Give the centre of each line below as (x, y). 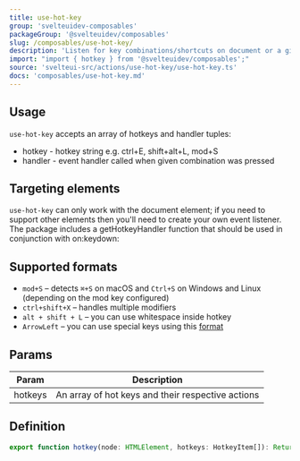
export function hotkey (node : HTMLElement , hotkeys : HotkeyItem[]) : (139, 447)
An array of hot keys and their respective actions (158, 395)
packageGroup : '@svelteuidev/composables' (89, 34)
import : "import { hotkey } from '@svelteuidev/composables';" (129, 59)
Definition (37, 427)
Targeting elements (65, 188)
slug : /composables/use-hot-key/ (71, 43)
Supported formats (63, 266)
